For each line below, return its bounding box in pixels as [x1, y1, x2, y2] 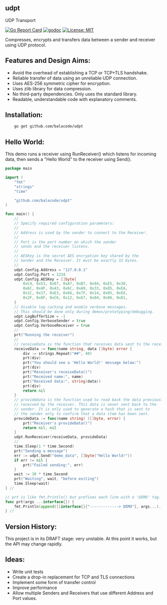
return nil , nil [23, 425, 57, 430]
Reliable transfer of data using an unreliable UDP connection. [12, 75, 138, 81]
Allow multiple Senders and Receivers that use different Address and [12, 590, 154, 596]
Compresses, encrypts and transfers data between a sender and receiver [5, 36, 156, 42]
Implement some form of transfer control [12, 579, 96, 585]
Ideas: [5, 556, 25, 564]
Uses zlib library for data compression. [12, 85, 92, 91]
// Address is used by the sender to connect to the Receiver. [14, 230, 148, 235]
